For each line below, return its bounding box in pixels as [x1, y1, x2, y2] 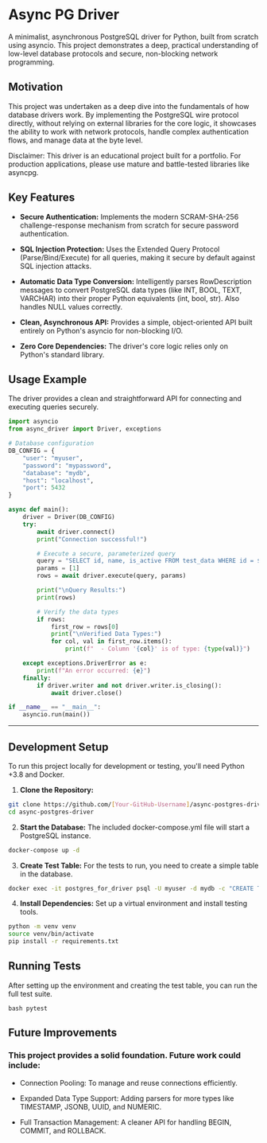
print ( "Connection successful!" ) [37, 535, 148, 543]
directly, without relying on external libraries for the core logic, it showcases [8, 118, 257, 128]
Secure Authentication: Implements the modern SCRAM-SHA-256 [19, 212, 239, 221]
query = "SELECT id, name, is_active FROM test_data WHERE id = [37, 557, 254, 565]
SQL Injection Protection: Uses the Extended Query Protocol [19, 244, 220, 254]
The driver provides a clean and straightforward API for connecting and [8, 394, 242, 404]
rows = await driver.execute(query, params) [37, 571, 187, 580]
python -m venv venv [8, 923, 77, 930]
